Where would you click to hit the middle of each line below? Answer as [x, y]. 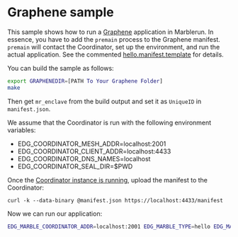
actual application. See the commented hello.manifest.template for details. [116, 54]
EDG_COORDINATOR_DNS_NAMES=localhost [84, 158]
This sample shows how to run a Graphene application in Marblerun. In [110, 32]
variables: [22, 130]
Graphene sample [61, 12]
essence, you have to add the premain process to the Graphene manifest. [114, 39]
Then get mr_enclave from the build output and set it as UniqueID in [104, 101]
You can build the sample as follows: [61, 68]
